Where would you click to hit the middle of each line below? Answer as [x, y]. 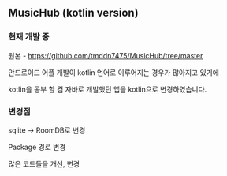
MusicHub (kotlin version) [74, 13]
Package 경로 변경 [37, 147]
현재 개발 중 [29, 37]
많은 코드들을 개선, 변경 [44, 163]
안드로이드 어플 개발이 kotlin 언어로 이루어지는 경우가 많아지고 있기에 [113, 72]
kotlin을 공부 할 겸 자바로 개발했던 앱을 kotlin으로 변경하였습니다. [108, 89]
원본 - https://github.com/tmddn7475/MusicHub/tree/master [106, 55]
